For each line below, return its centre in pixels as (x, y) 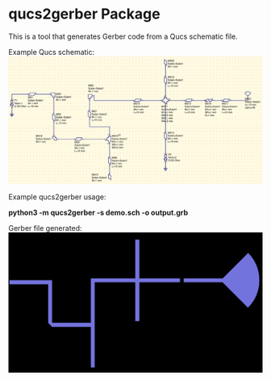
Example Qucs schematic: (52, 52)
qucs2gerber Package (84, 14)
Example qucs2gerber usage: (57, 197)
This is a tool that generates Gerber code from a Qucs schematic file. (123, 36)
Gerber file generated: (45, 228)
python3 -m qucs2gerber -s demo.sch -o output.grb (98, 213)
